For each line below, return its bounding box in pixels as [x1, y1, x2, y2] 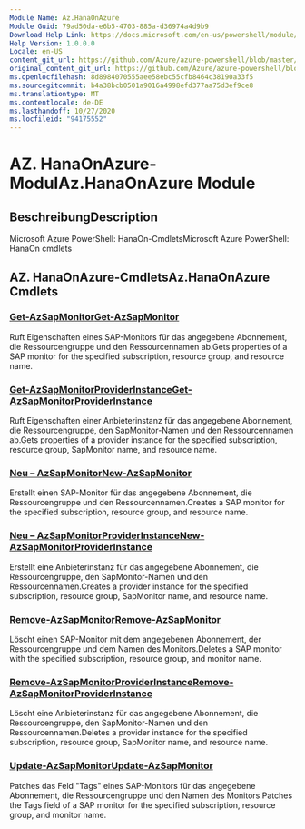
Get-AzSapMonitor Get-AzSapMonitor [9, 311, 180, 324]
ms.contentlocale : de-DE [9, 97, 103, 107]
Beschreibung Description [9, 209, 159, 225]
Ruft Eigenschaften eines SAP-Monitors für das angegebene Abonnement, [9, 331, 288, 342]
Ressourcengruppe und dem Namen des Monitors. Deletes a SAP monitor [9, 644, 283, 654]
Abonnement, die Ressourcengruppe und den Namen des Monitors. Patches [9, 790, 293, 801]
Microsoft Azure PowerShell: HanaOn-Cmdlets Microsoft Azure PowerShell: [9, 234, 290, 245]
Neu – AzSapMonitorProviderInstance [9, 529, 180, 542]
